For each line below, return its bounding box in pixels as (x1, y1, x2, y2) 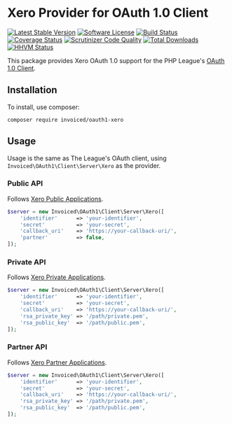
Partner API (7, 342, 48, 352)
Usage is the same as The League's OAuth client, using (7, 154, 167, 162)
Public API (7, 178, 43, 188)
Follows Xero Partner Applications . (7, 358, 107, 367)
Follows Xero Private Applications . (7, 273, 107, 281)
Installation (7, 84, 57, 96)
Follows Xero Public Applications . (7, 195, 104, 203)
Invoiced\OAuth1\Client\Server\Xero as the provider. (7, 161, 161, 169)
